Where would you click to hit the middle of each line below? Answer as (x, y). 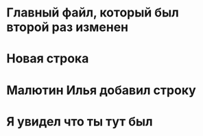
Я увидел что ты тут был (80, 121)
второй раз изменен (67, 27)
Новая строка (48, 59)
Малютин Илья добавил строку (101, 90)
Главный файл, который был (93, 13)
